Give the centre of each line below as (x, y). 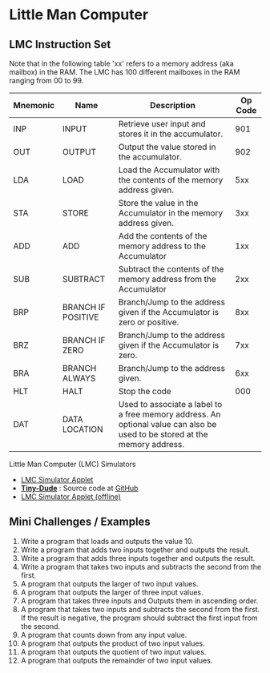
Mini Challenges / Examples (80, 522)
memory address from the (167, 279)
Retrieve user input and (162, 124)
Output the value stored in (167, 147)
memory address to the (162, 246)
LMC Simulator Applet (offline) (71, 497)
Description (173, 105)
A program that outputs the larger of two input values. (109, 583)
